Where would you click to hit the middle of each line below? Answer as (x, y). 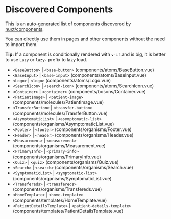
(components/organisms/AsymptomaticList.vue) (63, 124)
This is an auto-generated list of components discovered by (68, 24)
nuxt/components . (25, 29)
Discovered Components (59, 9)
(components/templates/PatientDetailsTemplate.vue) (68, 211)
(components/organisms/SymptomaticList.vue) (62, 178)
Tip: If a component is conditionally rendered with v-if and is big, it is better (86, 54)
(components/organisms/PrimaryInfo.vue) (57, 157)
